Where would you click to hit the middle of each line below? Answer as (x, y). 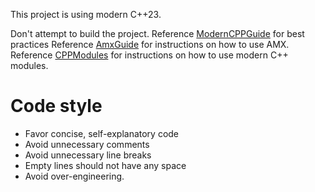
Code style (56, 106)
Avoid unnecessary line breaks (88, 155)
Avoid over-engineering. (74, 176)
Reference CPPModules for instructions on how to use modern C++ (149, 55)
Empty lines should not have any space (105, 165)
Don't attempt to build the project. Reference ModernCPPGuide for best (157, 33)
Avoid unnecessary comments (87, 144)
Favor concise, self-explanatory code (102, 133)
